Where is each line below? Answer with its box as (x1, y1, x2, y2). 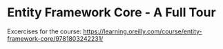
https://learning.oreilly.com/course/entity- (83, 27, 202, 35)
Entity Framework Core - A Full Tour (7, 5, 216, 20)
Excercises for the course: (7, 27, 82, 35)
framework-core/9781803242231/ (7, 34, 104, 42)
